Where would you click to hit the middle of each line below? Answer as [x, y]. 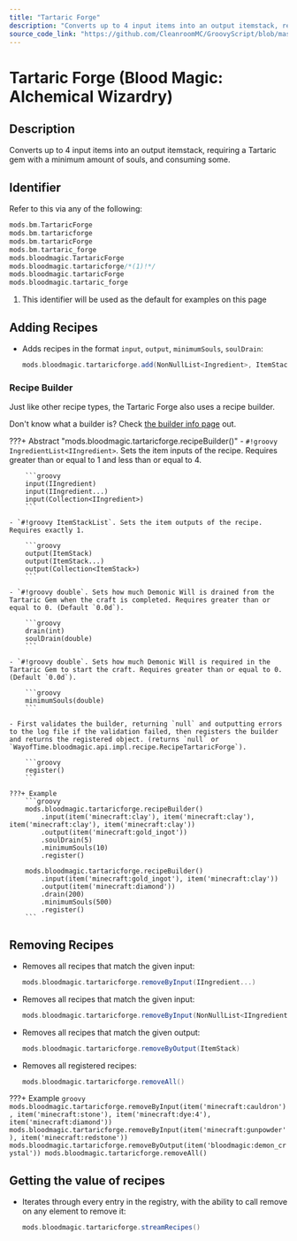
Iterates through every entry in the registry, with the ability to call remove [155, 1202]
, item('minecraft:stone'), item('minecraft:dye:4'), [110, 1115]
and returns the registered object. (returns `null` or [114, 740]
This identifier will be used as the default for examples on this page [144, 300]
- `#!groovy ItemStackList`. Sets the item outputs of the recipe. [136, 523]
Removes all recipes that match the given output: [111, 1032]
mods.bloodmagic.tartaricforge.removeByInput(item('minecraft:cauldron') [148, 1107]
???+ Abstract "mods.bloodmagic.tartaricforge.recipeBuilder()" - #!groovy [144, 441]
